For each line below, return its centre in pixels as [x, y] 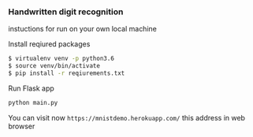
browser [22, 126]
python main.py [33, 102]
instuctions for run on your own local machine [83, 29]
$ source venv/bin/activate [54, 66]
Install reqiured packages [49, 44]
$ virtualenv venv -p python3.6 [61, 59]
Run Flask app [32, 88]
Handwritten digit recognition [66, 12]
